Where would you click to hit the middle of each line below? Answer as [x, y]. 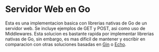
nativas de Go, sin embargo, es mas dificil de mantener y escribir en [75, 39]
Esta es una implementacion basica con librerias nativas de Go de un [76, 23]
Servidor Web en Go [48, 9]
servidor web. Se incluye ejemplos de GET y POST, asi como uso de [75, 28]
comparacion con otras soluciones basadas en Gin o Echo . [66, 44]
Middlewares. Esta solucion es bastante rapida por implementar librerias [79, 33]
